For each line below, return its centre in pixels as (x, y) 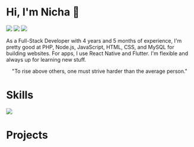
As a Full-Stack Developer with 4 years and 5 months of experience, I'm (94, 40)
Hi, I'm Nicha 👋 (43, 12)
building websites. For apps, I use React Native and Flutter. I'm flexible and (97, 53)
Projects (27, 135)
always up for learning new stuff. (46, 59)
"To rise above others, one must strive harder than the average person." (100, 71)
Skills (20, 95)
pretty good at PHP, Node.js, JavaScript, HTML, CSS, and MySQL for (90, 47)
